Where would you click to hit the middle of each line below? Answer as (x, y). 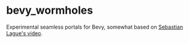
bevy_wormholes (49, 10)
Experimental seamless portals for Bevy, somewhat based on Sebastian (94, 27)
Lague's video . (25, 33)
